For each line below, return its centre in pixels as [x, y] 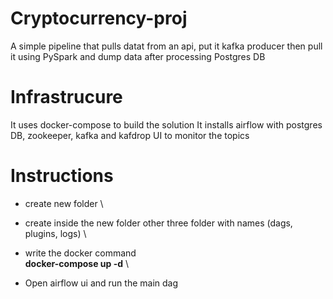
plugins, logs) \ [55, 233]
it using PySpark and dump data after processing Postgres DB [138, 56]
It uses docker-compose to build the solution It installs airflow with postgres [166, 124]
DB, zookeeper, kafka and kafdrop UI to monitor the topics [130, 135]
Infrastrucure [66, 97]
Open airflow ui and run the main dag [101, 283]
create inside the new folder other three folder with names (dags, [158, 223]
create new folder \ [64, 203]
